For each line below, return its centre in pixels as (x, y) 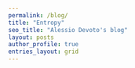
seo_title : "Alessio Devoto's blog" (68, 30)
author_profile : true (44, 45)
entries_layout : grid (44, 52)
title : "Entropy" (36, 23)
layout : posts (31, 37)
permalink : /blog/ (38, 15)
